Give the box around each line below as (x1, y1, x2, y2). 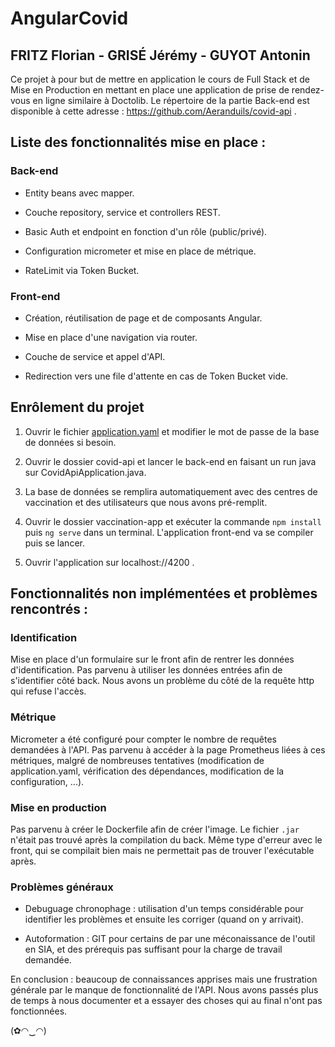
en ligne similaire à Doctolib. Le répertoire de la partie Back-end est (32, 95, 310, 106)
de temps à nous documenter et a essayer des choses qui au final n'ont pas (10, 995, 323, 1007)
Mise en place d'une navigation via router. (24, 331, 198, 343)
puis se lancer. (24, 537, 85, 549)
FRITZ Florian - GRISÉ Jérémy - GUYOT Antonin (10, 47, 311, 64)
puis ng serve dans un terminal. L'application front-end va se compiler (24, 526, 314, 538)
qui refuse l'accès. (10, 685, 87, 697)
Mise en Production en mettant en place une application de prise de (10, 84, 290, 96)
